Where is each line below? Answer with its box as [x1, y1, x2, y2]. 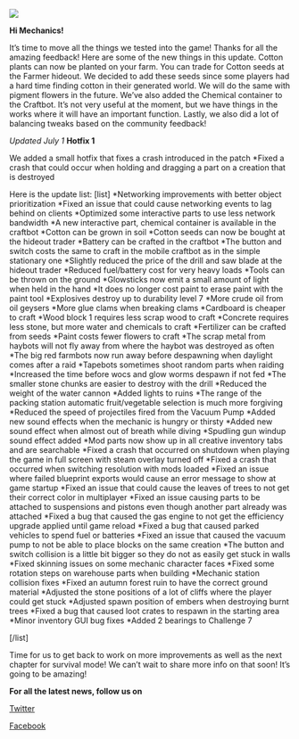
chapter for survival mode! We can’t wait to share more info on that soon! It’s [9, 660, 291, 669]
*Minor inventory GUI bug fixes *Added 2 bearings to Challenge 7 [9, 615, 253, 626]
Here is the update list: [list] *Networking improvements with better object [9, 189, 282, 200]
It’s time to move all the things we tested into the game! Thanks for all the [9, 43, 278, 53]
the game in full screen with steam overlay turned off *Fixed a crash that [9, 455, 277, 464]
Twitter [9, 703, 36, 713]
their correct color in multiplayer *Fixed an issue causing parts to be [9, 492, 261, 503]
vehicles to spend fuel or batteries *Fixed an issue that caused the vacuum [9, 530, 286, 540]
